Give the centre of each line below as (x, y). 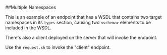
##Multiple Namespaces (31, 7)
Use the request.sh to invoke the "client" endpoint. (58, 47)
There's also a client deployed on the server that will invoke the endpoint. (81, 38)
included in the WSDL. (28, 28)
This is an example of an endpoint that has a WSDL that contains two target (84, 17)
